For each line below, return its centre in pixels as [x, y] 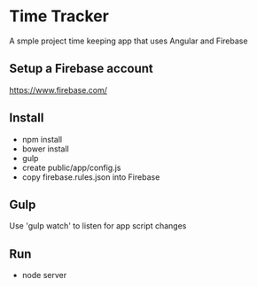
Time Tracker [59, 16]
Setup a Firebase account [81, 69]
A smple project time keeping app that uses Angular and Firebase [128, 41]
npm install [42, 139]
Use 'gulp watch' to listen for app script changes [98, 226]
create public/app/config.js [71, 167]
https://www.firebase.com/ [58, 89]
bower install [45, 149]
